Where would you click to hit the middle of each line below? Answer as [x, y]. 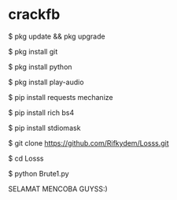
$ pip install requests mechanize [61, 97]
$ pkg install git [33, 51]
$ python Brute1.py [39, 173]
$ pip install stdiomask [44, 128]
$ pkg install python [40, 67]
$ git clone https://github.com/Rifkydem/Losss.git [88, 143]
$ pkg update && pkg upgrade [57, 36]
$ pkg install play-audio [46, 82]
